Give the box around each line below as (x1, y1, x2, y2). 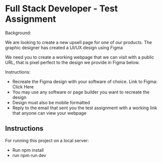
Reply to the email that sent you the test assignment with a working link (12, 105, 157, 111)
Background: (5, 30, 31, 36)
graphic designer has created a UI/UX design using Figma (5, 44, 123, 50)
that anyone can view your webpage (12, 110, 86, 116)
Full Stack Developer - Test (5, 3, 118, 14)
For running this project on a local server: (5, 137, 89, 143)
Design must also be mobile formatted (12, 99, 90, 105)
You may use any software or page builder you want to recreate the (12, 89, 150, 95)
